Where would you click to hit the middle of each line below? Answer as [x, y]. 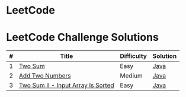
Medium [132, 76]
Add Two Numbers [45, 76]
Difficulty [133, 56]
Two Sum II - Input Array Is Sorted [66, 85]
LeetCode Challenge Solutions [82, 38]
